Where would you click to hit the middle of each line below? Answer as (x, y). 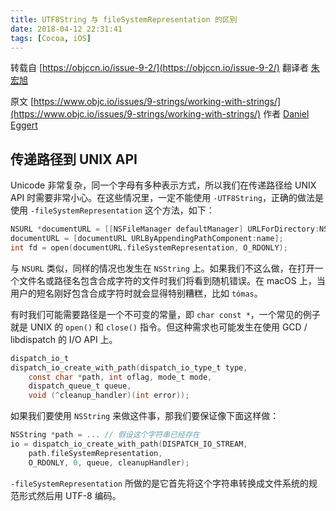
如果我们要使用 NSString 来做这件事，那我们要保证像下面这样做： (145, 416)
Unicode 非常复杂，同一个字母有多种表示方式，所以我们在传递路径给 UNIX (163, 185)
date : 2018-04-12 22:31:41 (66, 29)
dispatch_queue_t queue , (80, 386)
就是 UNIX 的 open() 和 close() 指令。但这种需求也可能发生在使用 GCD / (159, 327)
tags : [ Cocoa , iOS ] (51, 38)
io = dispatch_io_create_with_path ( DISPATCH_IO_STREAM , (129, 444)
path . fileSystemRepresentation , (95, 453)
